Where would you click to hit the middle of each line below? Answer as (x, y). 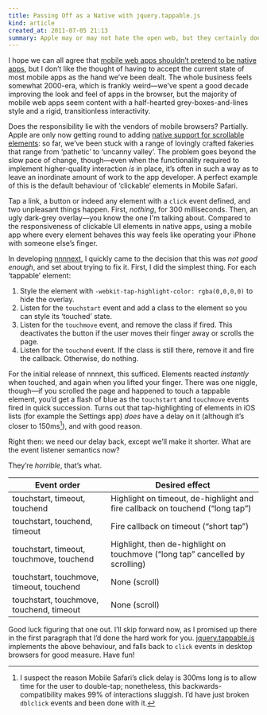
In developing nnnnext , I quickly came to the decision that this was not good (133, 258)
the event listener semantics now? (64, 449)
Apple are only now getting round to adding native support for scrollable (126, 135)
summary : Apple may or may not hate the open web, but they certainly (128, 38)
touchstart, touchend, (52, 521)
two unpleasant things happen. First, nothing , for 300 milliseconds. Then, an (133, 210)
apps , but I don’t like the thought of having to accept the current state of (126, 69)
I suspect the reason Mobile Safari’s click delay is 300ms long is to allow (138, 678)
